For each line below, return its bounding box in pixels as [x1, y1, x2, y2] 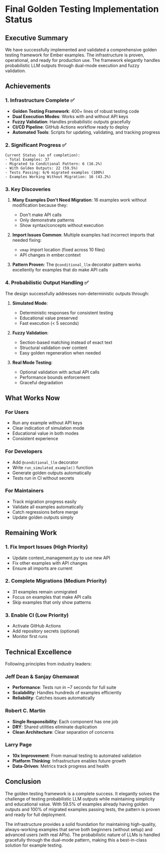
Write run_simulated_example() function [12, 464, 94, 470]
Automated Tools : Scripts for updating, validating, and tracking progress [12, 129, 160, 135]
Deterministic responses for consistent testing [19, 310, 113, 315]
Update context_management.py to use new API [12, 555, 110, 561]
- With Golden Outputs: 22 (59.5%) [5, 166, 78, 171]
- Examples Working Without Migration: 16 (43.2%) [5, 174, 111, 179]
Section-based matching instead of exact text [19, 339, 112, 345]
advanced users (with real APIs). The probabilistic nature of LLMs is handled [5, 832, 160, 838]
